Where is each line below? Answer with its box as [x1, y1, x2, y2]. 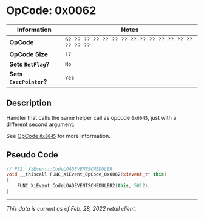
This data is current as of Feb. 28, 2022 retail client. [6, 205, 137, 212]
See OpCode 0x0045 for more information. [6, 132, 111, 139]
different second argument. [6, 121, 75, 128]
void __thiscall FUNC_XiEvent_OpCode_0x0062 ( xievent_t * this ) [6, 171, 167, 177]
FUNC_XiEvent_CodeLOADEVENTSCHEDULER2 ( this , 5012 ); [17, 183, 151, 189]
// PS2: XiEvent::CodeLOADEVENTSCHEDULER [6, 166, 113, 172]
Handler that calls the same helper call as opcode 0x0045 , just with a [6, 114, 177, 121]
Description [6, 98, 52, 108]
